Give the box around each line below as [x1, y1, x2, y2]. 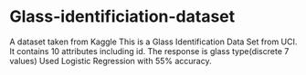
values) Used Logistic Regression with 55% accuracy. [9, 55, 212, 66]
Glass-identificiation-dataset [9, 6, 236, 27]
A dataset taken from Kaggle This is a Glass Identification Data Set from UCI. [9, 36, 298, 47]
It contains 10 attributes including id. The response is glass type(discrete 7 [9, 45, 290, 56]
